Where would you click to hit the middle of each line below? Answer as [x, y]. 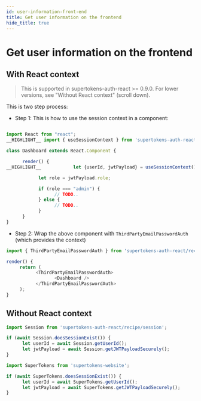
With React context [43, 74]
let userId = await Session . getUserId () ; [74, 344]
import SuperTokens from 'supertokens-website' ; [68, 365]
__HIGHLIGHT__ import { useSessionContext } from [69, 140]
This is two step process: [37, 107]
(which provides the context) [50, 240]
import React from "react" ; [41, 134]
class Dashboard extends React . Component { [61, 151]
